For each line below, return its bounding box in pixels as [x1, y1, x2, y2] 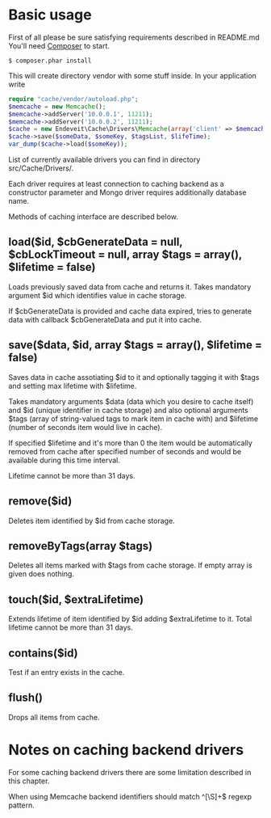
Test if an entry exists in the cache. [8, 667, 125, 677]
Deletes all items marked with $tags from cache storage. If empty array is [8, 560, 252, 571]
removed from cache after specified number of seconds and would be [8, 446, 242, 456]
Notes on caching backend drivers [8, 740, 244, 759]
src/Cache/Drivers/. [8, 163, 74, 173]
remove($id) [8, 495, 73, 508]
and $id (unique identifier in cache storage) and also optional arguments [8, 405, 248, 415]
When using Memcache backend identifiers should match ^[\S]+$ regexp [8, 791, 252, 801]
